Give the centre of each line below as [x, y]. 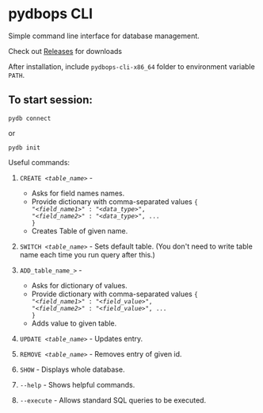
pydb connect [30, 118]
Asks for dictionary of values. [80, 285]
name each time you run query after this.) [88, 254]
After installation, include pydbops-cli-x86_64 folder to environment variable [131, 66]
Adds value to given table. [74, 323]
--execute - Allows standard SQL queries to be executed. [113, 400]
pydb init [25, 148]
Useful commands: [39, 162]
